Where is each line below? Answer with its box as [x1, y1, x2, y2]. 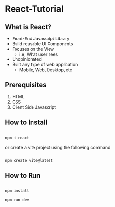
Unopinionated [12, 56, 42, 62]
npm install [5, 188, 29, 193]
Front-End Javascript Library [12, 36, 70, 41]
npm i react [5, 135, 29, 140]
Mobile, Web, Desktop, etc [19, 67, 73, 73]
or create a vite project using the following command [5, 144, 111, 150]
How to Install [5, 118, 48, 127]
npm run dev [5, 197, 29, 203]
